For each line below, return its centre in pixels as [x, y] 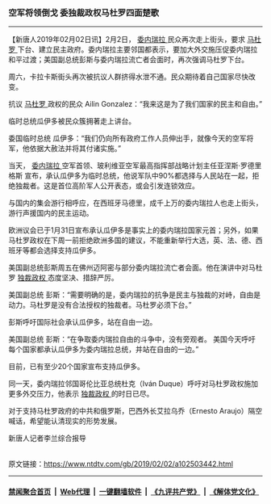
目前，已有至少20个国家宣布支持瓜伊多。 [77, 367]
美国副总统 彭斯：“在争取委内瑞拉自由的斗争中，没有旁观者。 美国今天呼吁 [132, 339]
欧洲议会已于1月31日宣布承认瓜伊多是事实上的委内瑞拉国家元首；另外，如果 [134, 230]
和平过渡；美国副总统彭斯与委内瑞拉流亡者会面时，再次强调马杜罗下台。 [128, 60]
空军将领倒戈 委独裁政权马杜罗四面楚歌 [84, 12]
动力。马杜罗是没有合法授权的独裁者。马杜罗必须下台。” [100, 305]
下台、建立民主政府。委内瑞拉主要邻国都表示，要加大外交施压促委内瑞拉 [138, 49]
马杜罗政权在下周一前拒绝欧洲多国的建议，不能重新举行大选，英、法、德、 [132, 241]
